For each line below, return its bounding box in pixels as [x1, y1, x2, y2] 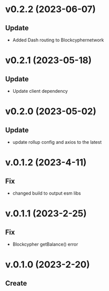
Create [5, 279, 27, 287]
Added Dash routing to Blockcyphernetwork [12, 37, 104, 43]
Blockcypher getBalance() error [12, 241, 78, 247]
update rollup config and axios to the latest [12, 139, 102, 145]
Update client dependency [12, 88, 68, 94]
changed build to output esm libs [12, 190, 81, 196]
